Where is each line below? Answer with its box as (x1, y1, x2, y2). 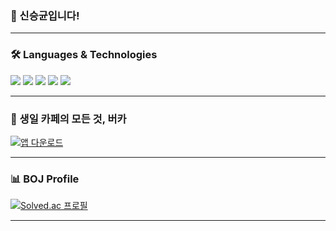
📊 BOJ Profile (10, 172, 80, 186)
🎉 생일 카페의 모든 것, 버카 (10, 112, 127, 126)
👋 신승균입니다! (10, 8, 80, 22)
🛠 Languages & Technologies (10, 48, 158, 62)
